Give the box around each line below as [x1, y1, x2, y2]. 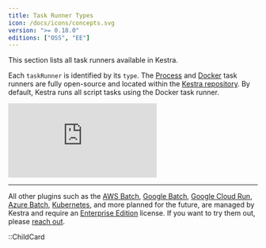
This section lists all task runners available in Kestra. [8, 55, 178, 65]
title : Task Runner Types [8, 11, 93, 20]
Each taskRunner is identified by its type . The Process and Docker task [8, 71, 237, 80]
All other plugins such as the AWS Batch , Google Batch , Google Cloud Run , [8, 192, 253, 201]
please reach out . [8, 217, 66, 227]
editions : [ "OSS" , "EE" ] [8, 33, 90, 42]
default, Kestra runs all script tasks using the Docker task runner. [8, 88, 220, 97]
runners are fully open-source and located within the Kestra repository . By [8, 79, 251, 89]
